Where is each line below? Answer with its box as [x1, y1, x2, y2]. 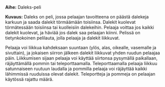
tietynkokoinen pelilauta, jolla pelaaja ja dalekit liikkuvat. [5, 35, 120, 41]
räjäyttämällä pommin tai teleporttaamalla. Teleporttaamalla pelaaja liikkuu [5, 61, 157, 66]
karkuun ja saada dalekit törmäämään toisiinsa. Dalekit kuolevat [5, 19, 136, 25]
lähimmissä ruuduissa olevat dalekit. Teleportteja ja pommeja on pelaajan [5, 71, 156, 77]
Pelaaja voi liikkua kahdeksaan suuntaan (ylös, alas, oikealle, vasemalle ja [5, 45, 156, 50]
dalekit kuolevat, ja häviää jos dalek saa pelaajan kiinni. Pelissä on [5, 30, 140, 35]
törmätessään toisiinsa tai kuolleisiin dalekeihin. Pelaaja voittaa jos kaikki [5, 24, 154, 30]
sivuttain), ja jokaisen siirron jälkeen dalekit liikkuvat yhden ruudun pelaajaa [5, 50, 160, 56]
